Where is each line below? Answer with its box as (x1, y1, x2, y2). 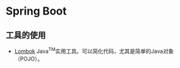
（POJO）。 (14, 55, 43, 62)
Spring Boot (5, 4, 67, 18)
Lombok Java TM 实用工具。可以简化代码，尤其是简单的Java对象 (14, 47, 174, 55)
